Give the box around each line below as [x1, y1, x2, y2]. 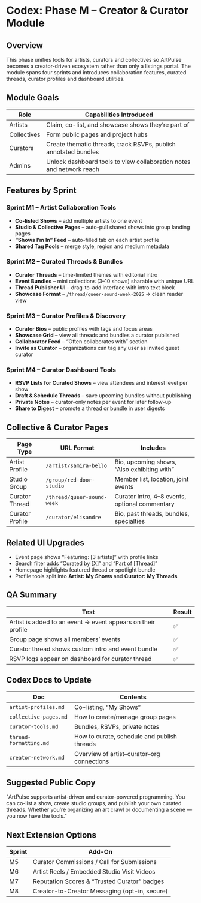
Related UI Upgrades [6, 537, 85, 548]
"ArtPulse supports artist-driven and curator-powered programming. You [6, 793, 185, 800]
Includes [140, 444, 166, 452]
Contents [119, 693, 147, 701]
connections [74, 757, 109, 766]
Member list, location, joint [114, 475, 189, 483]
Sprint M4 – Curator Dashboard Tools [6, 366, 117, 374]
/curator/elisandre [45, 514, 101, 521]
